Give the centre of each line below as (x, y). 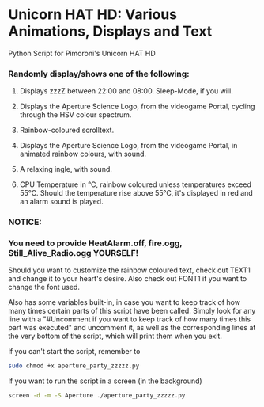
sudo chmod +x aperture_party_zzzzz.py (74, 366)
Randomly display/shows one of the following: (99, 74)
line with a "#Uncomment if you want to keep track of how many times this (130, 319)
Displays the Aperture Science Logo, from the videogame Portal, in (128, 146)
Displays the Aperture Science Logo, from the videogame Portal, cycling (137, 107)
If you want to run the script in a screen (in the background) (106, 381)
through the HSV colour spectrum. (75, 115)
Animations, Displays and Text (110, 31)
